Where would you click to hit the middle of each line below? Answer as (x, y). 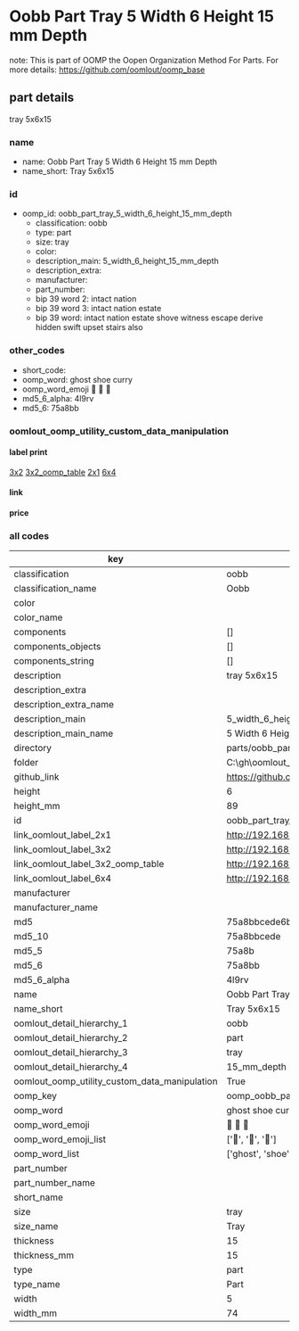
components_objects (57, 647)
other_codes (37, 351)
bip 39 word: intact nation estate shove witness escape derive (149, 318)
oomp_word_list (47, 1154)
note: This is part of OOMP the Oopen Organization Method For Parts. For (144, 60)
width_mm (36, 1313)
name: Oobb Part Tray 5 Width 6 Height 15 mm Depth (120, 161)
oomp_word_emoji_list (60, 1139)
